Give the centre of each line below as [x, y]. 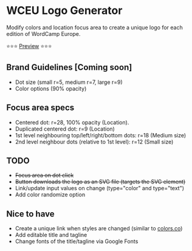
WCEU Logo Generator [64, 11]
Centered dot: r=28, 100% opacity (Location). [72, 122]
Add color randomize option [50, 194]
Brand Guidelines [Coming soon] [69, 67]
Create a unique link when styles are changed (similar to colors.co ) [99, 229]
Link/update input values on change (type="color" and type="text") [99, 188]
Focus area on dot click [44, 175]
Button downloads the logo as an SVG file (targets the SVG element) [100, 182]
